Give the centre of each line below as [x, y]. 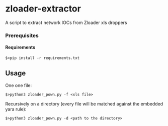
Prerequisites [22, 35]
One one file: [18, 85]
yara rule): [16, 109]
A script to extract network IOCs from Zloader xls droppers [66, 22]
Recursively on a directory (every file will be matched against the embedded [84, 103]
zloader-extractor [43, 9]
